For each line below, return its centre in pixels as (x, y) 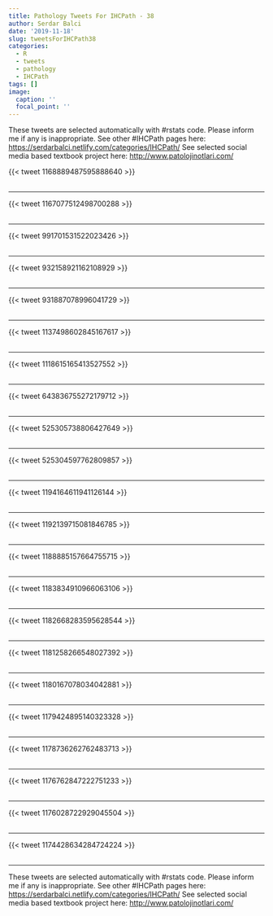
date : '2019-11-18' (41, 31)
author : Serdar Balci (45, 24)
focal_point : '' (43, 107)
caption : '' (36, 99)
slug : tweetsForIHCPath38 (52, 39)
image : (19, 92)
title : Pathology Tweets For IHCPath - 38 (81, 16)
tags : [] (23, 84)
